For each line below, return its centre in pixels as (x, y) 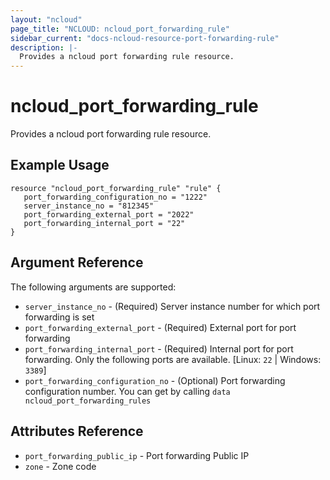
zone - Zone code (60, 466)
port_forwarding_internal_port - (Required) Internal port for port (159, 348)
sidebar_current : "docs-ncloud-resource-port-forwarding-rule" (145, 38)
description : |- (44, 47)
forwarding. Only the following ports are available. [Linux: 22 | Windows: (173, 359)
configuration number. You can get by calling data (127, 391)
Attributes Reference (77, 431)
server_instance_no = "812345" (89, 206)
